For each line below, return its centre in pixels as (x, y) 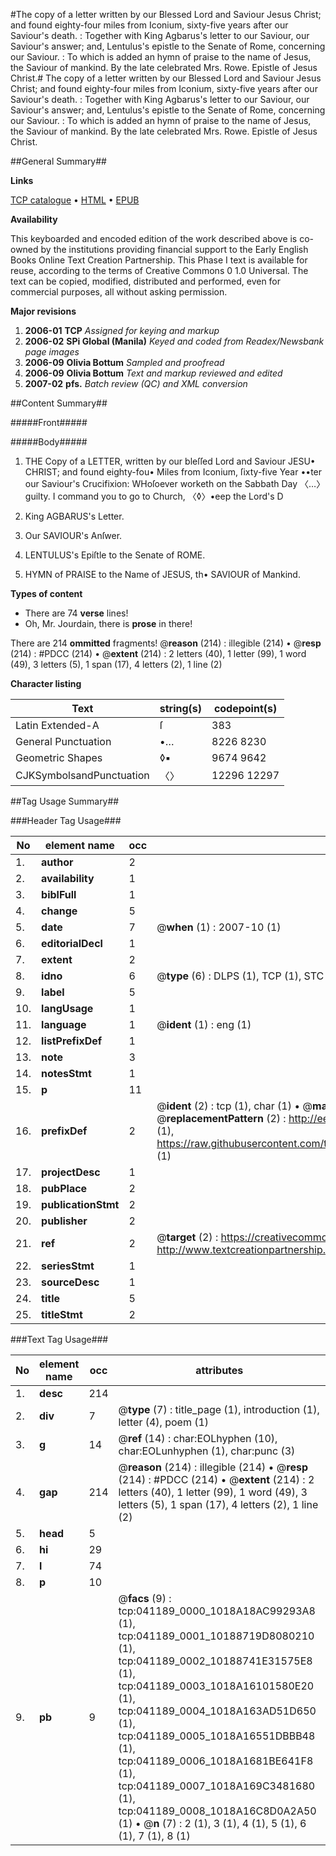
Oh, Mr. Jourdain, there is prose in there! (108, 623)
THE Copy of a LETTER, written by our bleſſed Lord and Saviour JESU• (170, 461)
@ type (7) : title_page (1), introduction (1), (219, 1409)
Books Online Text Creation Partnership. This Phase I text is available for (159, 260)
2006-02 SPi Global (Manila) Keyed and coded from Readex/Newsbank (174, 341)
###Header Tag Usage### (66, 820)
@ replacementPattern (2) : (221, 1118)
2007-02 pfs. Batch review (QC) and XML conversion (136, 383)
